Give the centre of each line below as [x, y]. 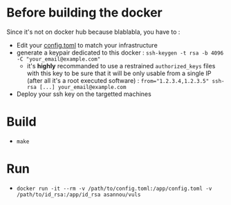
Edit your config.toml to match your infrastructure [87, 45]
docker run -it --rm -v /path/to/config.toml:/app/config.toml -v [114, 188]
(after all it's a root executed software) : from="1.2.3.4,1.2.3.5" [118, 80]
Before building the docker [85, 13]
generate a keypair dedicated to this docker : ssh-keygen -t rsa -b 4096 [120, 52]
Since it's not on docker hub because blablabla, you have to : [93, 32]
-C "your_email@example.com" [58, 59]
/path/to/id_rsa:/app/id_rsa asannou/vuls [78, 195]
